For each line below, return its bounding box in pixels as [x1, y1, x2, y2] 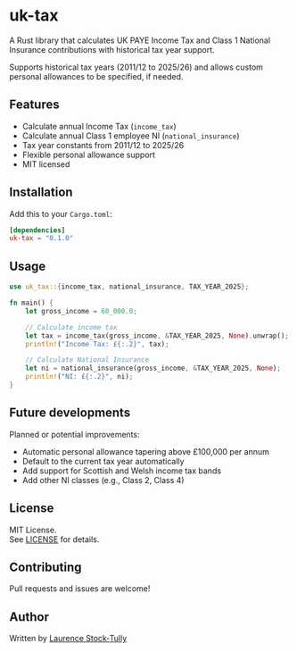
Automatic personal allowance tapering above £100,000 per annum [21, 446, 269, 456]
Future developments [9, 405, 131, 421]
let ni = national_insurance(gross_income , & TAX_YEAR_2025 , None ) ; [25, 364, 281, 373]
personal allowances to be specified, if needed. [9, 71, 184, 81]
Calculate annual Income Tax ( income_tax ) [21, 121, 177, 131]
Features [9, 97, 60, 113]
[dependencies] [9, 225, 66, 235]
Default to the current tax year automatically [21, 456, 185, 466]
